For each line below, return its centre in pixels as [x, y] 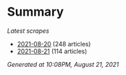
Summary [35, 12]
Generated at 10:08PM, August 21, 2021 [63, 64]
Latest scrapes [28, 31]
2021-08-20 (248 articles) [54, 44]
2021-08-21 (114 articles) [52, 51]
